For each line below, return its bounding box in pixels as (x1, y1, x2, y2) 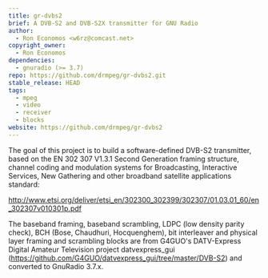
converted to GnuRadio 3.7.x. (8, 261, 104, 271)
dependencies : (8, 57, 56, 65)
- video (15, 101, 42, 109)
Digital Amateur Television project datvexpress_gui (8, 244, 175, 254)
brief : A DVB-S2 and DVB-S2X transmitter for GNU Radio (8, 19, 198, 27)
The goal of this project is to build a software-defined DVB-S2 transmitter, (8, 145, 252, 155)
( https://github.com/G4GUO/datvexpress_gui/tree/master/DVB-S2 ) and (8, 253, 242, 263)
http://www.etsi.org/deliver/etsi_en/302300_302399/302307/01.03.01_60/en (8, 195, 260, 204)
